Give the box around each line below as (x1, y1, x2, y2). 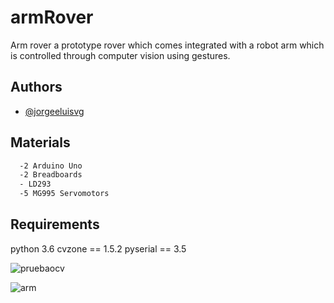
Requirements (10, 216, 100, 233)
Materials (10, 134, 71, 151)
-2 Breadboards (19, 170, 83, 180)
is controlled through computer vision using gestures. (10, 49, 231, 61)
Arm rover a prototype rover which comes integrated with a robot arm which (10, 39, 325, 51)
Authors (10, 79, 63, 96)
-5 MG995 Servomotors (19, 189, 110, 199)
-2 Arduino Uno (19, 161, 83, 171)
